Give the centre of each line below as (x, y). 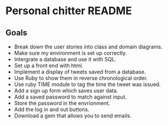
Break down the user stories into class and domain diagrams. (88, 47)
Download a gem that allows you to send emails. (73, 116)
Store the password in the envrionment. (62, 103)
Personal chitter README (69, 11)
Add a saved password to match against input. (70, 97)
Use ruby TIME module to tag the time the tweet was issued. (87, 84)
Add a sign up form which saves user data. (66, 91)
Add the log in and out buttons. (52, 109)
